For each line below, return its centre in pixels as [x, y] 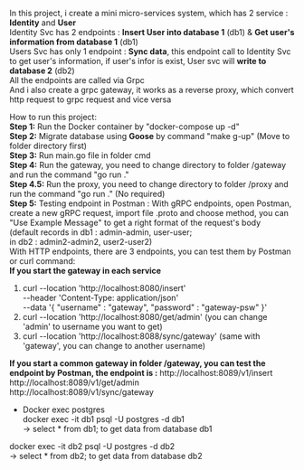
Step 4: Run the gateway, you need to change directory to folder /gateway [148, 165]
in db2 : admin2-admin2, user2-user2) [81, 242]
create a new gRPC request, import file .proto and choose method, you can [149, 213]
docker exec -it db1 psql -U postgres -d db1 [104, 419]
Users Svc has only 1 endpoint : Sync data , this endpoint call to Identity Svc [150, 52]
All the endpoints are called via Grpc [77, 80]
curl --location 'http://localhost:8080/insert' [104, 288]
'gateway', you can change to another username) [114, 346]
